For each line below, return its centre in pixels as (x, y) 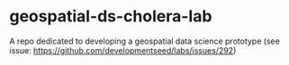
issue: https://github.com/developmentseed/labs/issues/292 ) (123, 50)
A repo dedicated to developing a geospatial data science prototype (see (145, 41)
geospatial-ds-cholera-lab (111, 16)
